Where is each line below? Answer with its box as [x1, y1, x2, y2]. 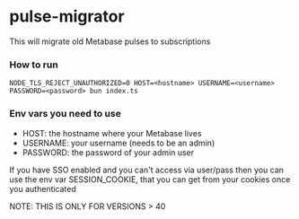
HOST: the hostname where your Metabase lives [22, 127, 202, 138]
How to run [9, 58, 58, 71]
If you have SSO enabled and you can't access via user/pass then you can [9, 164, 285, 175]
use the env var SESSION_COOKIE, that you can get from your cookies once [9, 173, 291, 185]
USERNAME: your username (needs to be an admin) [22, 137, 215, 148]
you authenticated [9, 183, 76, 194]
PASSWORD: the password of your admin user [22, 146, 195, 158]
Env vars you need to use [9, 108, 121, 120]
